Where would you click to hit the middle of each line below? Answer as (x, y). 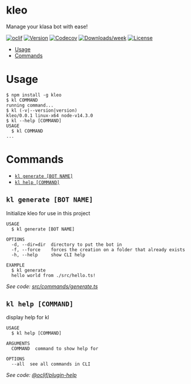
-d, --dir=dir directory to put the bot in (67, 245)
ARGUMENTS (18, 344)
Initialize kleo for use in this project (48, 213)
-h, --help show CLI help (48, 255)
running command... (30, 105)
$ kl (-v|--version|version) (42, 110)
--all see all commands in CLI (51, 364)
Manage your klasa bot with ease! (47, 26)
